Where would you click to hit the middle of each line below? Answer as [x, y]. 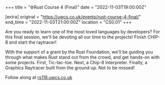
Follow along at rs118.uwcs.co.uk [39, 77]
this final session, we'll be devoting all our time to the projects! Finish [76, 37]
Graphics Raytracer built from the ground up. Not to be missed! [70, 68]
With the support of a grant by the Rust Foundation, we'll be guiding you [79, 52]
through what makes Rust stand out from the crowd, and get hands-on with [82, 57]
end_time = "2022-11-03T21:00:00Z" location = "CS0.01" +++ [69, 22]
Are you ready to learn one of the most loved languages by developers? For [83, 32]
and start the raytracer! [33, 42]
